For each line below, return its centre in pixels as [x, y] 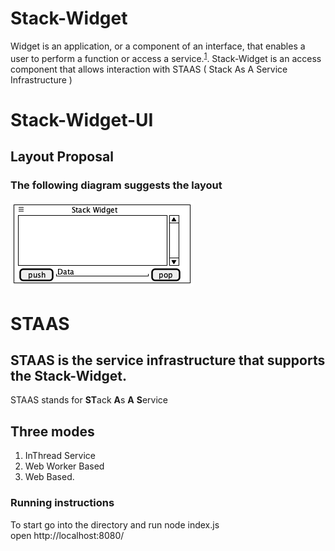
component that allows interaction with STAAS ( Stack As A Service [149, 69]
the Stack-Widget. [68, 376]
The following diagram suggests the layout [116, 185]
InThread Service [60, 456]
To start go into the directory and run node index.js [115, 524]
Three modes [52, 431]
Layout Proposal [62, 157]
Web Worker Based [64, 466]
